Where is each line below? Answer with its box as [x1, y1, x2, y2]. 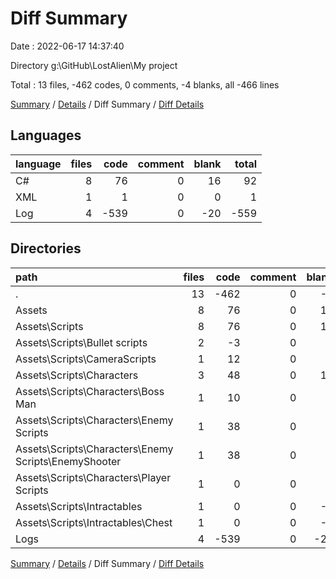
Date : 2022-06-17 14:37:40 [10, 40, 125, 52]
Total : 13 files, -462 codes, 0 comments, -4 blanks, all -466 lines [10, 78, 280, 91]
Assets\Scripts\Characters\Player [15, 470, 172, 484]
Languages [10, 127, 82, 144]
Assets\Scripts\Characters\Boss [15, 384, 165, 398]
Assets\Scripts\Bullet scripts [15, 335, 148, 349]
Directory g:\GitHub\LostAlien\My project [10, 59, 178, 71]
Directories [10, 240, 82, 257]
